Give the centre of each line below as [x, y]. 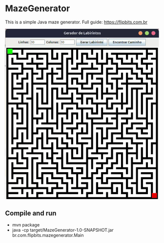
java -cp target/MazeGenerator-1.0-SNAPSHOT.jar [63, 230]
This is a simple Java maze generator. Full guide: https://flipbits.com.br [76, 22]
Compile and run [31, 213]
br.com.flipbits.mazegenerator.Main [48, 235]
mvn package [26, 225]
